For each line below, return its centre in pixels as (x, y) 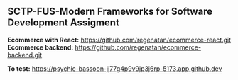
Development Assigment (63, 23)
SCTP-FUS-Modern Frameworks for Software (110, 12)
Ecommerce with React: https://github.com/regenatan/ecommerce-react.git (119, 40)
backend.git (25, 55)
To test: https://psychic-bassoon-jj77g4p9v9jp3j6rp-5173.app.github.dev (115, 68)
